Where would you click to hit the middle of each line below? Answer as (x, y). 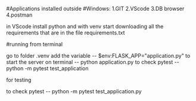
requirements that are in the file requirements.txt (66, 33)
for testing (19, 80)
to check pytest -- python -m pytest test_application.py (74, 91)
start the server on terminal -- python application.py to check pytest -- (93, 62)
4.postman (19, 15)
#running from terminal (35, 44)
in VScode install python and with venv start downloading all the (85, 26)
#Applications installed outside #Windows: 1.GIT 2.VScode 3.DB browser (95, 9)
